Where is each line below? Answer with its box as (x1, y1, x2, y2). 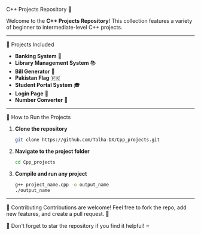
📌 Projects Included (6, 41, 54, 48)
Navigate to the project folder (14, 147, 90, 155)
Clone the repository (14, 125, 68, 132)
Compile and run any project (14, 170, 87, 177)
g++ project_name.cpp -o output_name (14, 182, 109, 188)
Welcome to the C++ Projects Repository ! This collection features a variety (6, 17, 193, 24)
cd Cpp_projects (14, 159, 56, 165)
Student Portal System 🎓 (14, 82, 81, 88)
